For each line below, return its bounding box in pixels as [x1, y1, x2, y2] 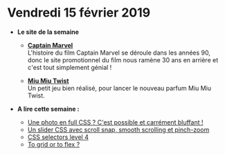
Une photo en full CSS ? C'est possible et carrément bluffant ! [27, 118, 204, 126]
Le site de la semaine [17, 28, 80, 36]
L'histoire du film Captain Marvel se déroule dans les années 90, [27, 48, 211, 57]
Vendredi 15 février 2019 [7, 5, 151, 21]
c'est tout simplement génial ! [27, 63, 112, 71]
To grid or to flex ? [27, 140, 80, 148]
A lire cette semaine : [17, 104, 80, 113]
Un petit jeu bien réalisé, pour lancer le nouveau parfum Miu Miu [27, 84, 212, 92]
